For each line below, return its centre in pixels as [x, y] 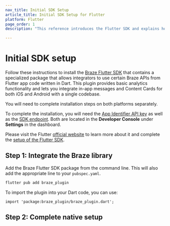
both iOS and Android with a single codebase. [53, 94]
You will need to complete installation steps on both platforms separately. [81, 104]
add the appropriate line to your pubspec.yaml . [53, 173]
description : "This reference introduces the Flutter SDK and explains [82, 29]
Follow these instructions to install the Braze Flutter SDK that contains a [80, 73]
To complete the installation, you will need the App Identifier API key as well [84, 114]
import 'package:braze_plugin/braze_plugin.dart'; [60, 202]
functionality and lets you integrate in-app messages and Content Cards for [84, 89]
